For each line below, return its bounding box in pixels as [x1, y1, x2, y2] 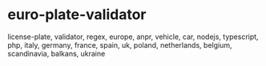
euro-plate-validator [7, 6, 147, 24]
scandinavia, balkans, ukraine [7, 49, 106, 58]
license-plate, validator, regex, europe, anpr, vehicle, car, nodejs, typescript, [7, 32, 259, 41]
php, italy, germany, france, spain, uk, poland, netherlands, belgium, [7, 40, 232, 49]
